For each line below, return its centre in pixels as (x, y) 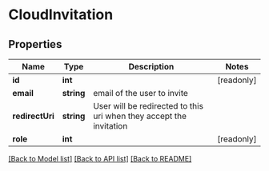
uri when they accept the (140, 116)
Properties (35, 44)
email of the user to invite (141, 93)
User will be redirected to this (149, 106)
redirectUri (33, 116)
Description (151, 67)
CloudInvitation (61, 15)
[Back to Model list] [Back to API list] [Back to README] (100, 159)
